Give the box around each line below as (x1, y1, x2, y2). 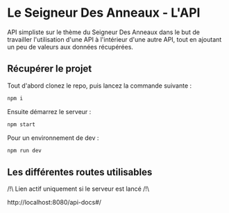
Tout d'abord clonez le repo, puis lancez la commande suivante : (7, 81, 192, 90)
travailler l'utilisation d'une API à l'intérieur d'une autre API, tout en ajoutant (7, 35, 222, 43)
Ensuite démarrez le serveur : (7, 107, 92, 116)
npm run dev (7, 147, 42, 154)
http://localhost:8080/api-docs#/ (7, 198, 102, 207)
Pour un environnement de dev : (7, 134, 99, 142)
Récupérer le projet (7, 63, 92, 74)
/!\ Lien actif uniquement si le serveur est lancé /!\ (7, 184, 150, 193)
